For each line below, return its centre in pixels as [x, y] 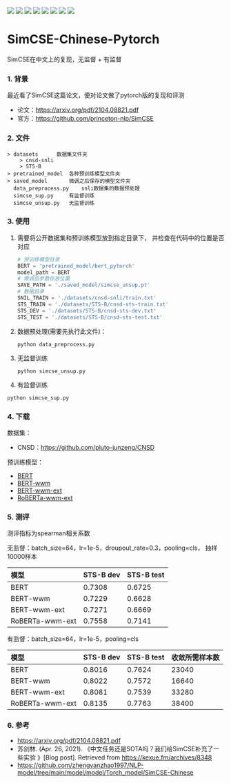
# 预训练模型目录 [38, 259]
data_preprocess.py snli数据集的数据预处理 [77, 188]
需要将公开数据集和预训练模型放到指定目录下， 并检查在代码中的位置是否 [121, 237]
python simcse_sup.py [38, 398]
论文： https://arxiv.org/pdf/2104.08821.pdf [78, 110]
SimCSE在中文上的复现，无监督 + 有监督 [64, 59]
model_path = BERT [43, 272]
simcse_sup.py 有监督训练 [54, 196]
